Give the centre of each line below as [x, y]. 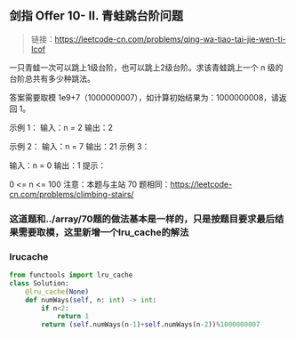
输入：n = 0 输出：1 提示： [58, 165]
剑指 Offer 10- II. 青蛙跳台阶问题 [96, 16]
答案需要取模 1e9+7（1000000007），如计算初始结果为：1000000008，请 [144, 97]
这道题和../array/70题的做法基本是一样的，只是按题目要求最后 [142, 219]
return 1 [73, 317]
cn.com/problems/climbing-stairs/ [72, 194]
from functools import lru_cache [71, 275]
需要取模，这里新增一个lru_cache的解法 [104, 232]
